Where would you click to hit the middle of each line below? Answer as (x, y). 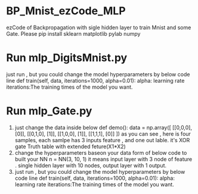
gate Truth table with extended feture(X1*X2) (70, 146)
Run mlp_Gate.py (49, 111)
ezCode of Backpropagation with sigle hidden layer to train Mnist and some (99, 27)
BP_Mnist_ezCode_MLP (66, 11)
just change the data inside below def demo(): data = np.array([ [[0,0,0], (103, 127)
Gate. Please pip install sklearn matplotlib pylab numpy (73, 33)
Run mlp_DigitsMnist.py (67, 58)
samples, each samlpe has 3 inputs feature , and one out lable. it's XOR (102, 140)
